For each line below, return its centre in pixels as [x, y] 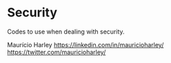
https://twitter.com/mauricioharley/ [57, 52]
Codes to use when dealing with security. [66, 32]
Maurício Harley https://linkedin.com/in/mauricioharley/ [85, 45]
